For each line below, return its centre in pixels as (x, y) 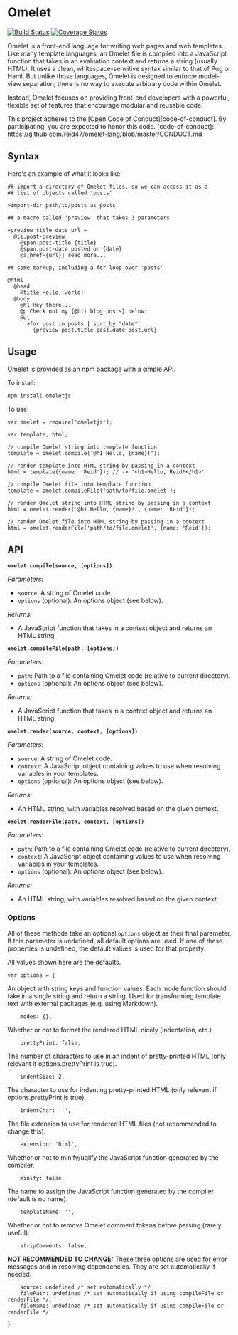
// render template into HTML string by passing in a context (101, 466)
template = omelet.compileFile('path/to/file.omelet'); (92, 491)
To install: (21, 382)
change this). (27, 1131)
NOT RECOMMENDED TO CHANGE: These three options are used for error (117, 1259)
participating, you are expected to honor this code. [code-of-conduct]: (111, 126)
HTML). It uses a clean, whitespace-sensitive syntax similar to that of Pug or (119, 68)
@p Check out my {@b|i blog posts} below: (84, 311)
